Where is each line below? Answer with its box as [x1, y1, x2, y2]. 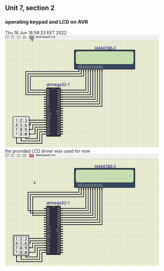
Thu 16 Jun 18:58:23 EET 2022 [5, 29, 67, 36]
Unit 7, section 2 [5, 4, 55, 12]
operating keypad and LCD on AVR [5, 19, 88, 25]
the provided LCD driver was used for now [5, 148, 90, 154]
